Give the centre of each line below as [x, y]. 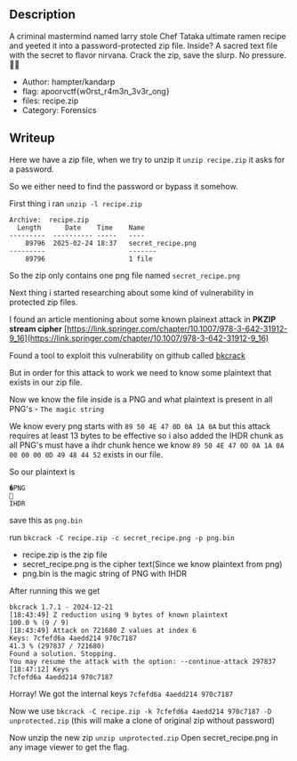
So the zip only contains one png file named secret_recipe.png [124, 275]
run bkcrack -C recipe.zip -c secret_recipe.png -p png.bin [122, 537]
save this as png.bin [46, 520]
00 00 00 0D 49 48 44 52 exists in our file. [86, 454]
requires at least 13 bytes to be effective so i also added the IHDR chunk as [146, 435]
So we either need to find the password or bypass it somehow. [124, 186]
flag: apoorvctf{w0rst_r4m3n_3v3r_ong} [96, 91]
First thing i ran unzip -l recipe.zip [76, 203]
